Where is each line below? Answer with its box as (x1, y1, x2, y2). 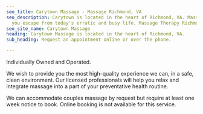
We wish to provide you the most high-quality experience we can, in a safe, (6, 70, 194, 77)
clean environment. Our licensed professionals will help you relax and (6, 76, 179, 83)
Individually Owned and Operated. (6, 58, 92, 65)
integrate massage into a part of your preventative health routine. (6, 83, 169, 90)
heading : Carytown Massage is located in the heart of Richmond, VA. (6, 31, 185, 37)
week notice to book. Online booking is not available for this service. (6, 101, 176, 108)
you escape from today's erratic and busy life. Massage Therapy (11, 20, 180, 26)
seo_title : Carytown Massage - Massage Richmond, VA (6, 8, 142, 15)
